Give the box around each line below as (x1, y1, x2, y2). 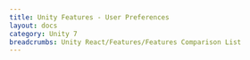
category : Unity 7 (9, 29, 78, 38)
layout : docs (9, 21, 58, 30)
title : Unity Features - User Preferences (9, 12, 170, 22)
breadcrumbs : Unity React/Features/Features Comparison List (9, 37, 242, 47)
